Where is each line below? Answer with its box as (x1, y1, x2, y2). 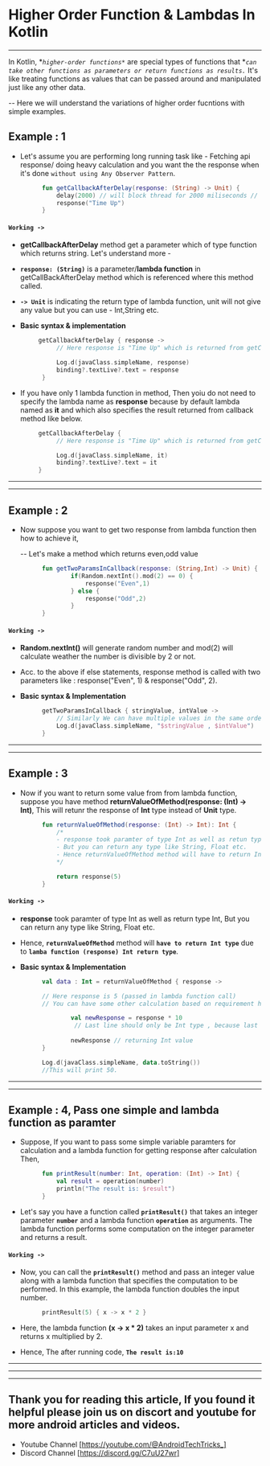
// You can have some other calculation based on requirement (41, 1000, 255, 1008)
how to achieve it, (19, 533, 79, 544)
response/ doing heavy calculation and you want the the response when (19, 159, 260, 170)
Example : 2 (8, 503, 68, 517)
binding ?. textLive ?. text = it (55, 458, 157, 467)
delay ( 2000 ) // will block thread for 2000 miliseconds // (55, 191, 259, 199)
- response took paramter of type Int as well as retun (55, 836, 247, 844)
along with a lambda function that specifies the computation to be (19, 1276, 239, 1286)
